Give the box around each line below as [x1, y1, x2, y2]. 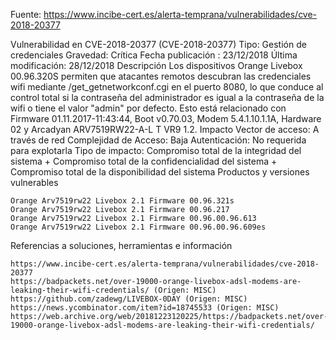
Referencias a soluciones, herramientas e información [10, 240, 233, 251]
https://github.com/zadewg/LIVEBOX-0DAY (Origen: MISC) [10, 294, 248, 304]
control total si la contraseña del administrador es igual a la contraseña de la [10, 92, 325, 103]
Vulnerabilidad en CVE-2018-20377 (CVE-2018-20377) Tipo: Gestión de [10, 39, 307, 50]
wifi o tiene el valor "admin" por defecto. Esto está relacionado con [10, 102, 287, 114]
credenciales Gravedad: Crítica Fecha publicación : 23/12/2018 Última [10, 49, 298, 61]
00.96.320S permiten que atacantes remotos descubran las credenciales [10, 70, 312, 82]
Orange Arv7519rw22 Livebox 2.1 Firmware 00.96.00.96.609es [10, 222, 267, 232]
